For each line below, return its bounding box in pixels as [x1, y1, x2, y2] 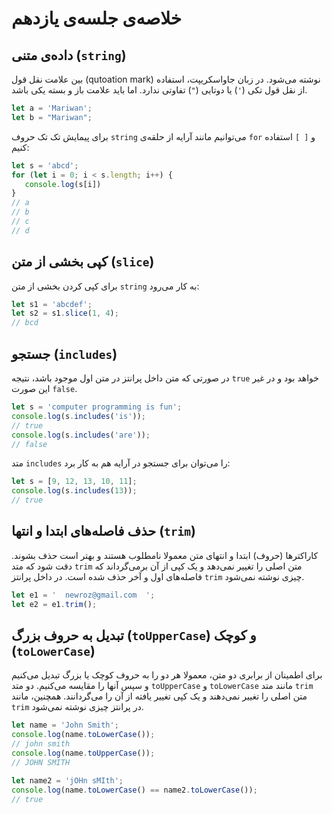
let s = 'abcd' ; [11, 160, 79, 171]
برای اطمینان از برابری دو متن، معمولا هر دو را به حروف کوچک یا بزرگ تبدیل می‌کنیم [11, 669, 323, 681]
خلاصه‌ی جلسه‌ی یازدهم [11, 7, 183, 30]
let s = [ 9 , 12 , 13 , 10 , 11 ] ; [11, 477, 138, 487]
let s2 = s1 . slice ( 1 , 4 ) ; [11, 308, 119, 319]
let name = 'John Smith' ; [11, 720, 119, 731]
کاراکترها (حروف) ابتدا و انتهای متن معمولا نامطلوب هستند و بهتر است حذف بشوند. [11, 549, 319, 561]
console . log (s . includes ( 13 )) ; [11, 486, 138, 496]
